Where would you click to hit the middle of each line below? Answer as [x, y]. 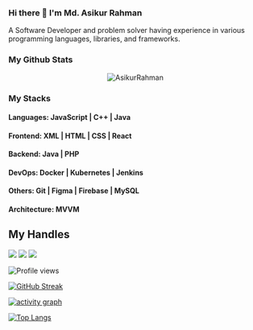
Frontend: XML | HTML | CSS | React [70, 135]
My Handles [39, 235]
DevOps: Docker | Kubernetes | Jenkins [76, 172]
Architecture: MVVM [44, 209]
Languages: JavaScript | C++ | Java [70, 118]
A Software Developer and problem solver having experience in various [127, 31]
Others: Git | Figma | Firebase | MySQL [74, 191]
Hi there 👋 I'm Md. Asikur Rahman [75, 13]
